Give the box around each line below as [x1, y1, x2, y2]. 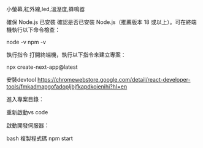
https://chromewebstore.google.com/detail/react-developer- [37, 76, 191, 83]
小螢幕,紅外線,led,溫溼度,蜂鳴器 [6, 6, 85, 12]
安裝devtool [6, 76, 37, 83]
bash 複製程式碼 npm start [6, 134, 74, 142]
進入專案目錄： [6, 96, 44, 103]
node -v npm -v [6, 39, 46, 45]
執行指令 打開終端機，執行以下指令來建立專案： [6, 51, 126, 58]
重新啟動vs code [6, 109, 48, 115]
